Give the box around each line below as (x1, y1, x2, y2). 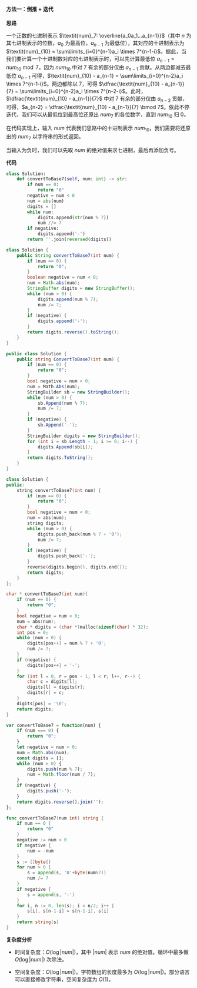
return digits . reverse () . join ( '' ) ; (16, 799, 104, 805)
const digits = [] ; (16, 755, 65, 761)
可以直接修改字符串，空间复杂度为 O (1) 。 (14, 976, 114, 983)
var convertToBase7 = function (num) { (6, 722, 101, 728)
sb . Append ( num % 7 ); (37, 400, 88, 406)
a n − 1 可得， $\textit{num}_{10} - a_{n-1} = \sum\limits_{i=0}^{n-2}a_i (17, 72, 183, 81)
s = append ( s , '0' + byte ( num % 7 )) (27, 870, 107, 876)
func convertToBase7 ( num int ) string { (6, 815, 104, 821)
